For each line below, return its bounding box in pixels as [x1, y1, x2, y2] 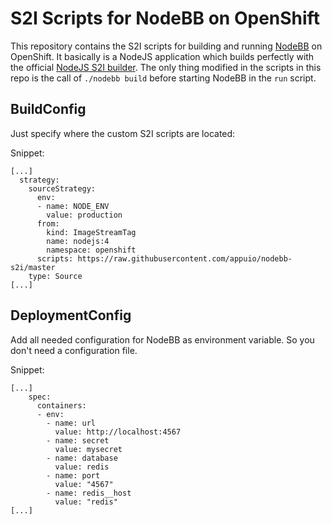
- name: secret [46, 435, 110, 446]
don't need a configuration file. [10, 344, 138, 356]
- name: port [46, 470, 101, 481]
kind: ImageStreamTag [46, 227, 137, 237]
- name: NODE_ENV [36, 201, 110, 211]
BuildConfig [10, 101, 87, 118]
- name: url [46, 418, 97, 428]
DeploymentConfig [10, 307, 132, 324]
